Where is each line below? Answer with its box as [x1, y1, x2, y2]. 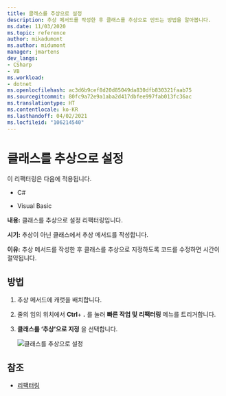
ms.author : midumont [7, 42, 67, 49]
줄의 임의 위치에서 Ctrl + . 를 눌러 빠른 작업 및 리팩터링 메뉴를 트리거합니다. [16, 311, 216, 319]
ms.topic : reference [7, 29, 67, 37]
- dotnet [7, 81, 32, 87]
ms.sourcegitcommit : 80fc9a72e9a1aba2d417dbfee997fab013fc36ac [7, 94, 192, 101]
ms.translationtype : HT [7, 100, 76, 107]
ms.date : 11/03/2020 [7, 23, 67, 30]
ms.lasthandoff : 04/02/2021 [7, 112, 88, 119]
